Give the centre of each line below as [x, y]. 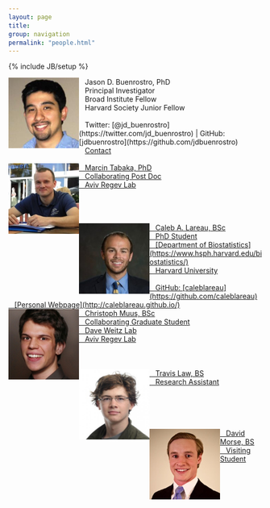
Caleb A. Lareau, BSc [190, 228]
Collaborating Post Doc [123, 177]
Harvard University [187, 271]
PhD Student [176, 236]
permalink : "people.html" [52, 43]
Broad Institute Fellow [120, 99]
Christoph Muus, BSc [120, 314]
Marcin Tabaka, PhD [118, 168]
